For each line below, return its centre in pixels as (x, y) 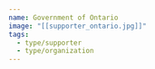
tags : (19, 34)
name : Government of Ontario (63, 17)
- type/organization (55, 51)
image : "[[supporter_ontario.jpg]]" (77, 26)
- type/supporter (49, 43)
